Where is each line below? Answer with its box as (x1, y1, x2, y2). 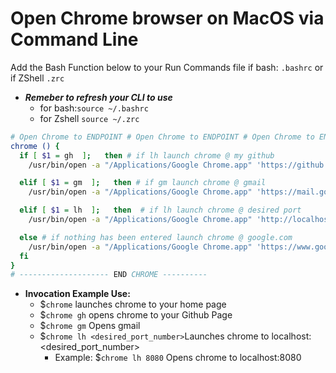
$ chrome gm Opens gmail (39, 320, 141, 332)
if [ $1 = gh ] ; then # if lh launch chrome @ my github (19, 150, 275, 161)
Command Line (10, 28, 139, 51)
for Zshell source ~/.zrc (39, 112, 140, 124)
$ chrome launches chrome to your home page (39, 298, 227, 311)
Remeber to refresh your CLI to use (24, 91, 173, 103)
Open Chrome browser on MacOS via (10, 7, 325, 30)
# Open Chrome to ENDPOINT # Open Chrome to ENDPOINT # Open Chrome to (10, 132, 315, 142)
